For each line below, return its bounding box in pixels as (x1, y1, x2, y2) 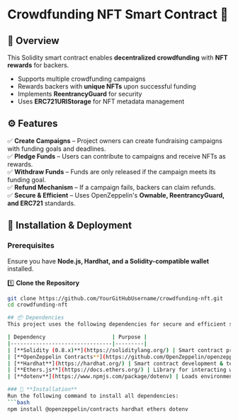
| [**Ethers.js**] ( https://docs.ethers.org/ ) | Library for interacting (7, 366, 227, 374)
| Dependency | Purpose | (7, 334, 147, 341)
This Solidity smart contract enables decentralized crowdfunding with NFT (7, 53, 228, 62)
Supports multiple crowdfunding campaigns (17, 74, 146, 83)
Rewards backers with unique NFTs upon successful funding (17, 82, 196, 91)
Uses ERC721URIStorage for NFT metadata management (17, 97, 185, 106)
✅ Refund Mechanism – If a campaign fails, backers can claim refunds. (7, 183, 216, 191)
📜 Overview (7, 35, 59, 47)
